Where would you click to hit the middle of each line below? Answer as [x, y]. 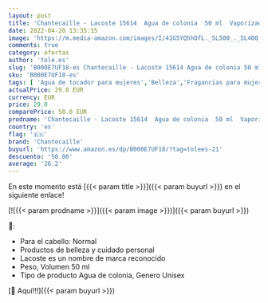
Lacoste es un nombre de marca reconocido [93, 258]
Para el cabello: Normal [58, 242]
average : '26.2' [35, 164]
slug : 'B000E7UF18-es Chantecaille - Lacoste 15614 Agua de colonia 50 [130, 68]
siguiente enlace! [36, 195]
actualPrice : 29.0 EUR [46, 90]
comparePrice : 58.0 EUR [48, 112]
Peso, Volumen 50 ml [55, 267]
